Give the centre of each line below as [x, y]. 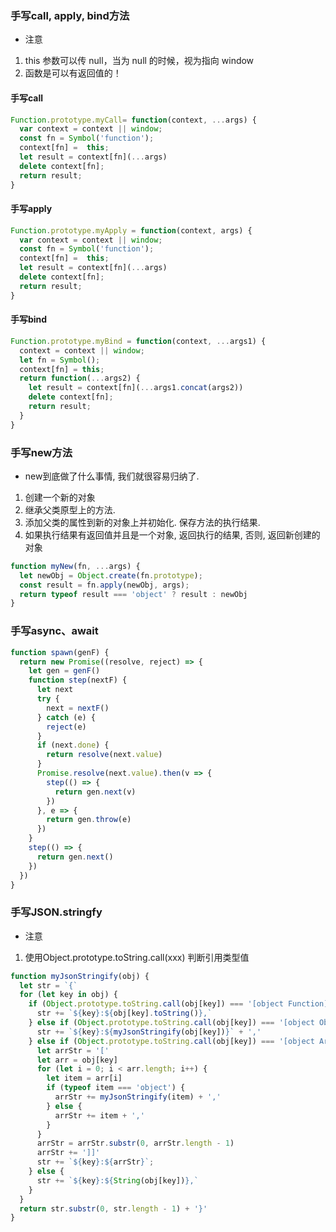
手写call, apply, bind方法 [70, 15]
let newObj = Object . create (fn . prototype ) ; [111, 575]
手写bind [29, 319]
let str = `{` [48, 985]
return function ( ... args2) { [80, 378]
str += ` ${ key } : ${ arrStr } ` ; [95, 1162]
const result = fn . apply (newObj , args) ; [104, 585]
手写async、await [54, 631]
